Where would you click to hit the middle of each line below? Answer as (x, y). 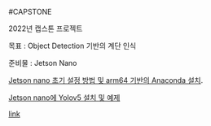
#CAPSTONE (30, 12)
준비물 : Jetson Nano (43, 63)
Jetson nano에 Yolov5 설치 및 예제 (64, 98)
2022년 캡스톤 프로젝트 (46, 28)
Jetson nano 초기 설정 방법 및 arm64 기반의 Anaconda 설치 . (106, 80)
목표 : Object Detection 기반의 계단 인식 (73, 46)
